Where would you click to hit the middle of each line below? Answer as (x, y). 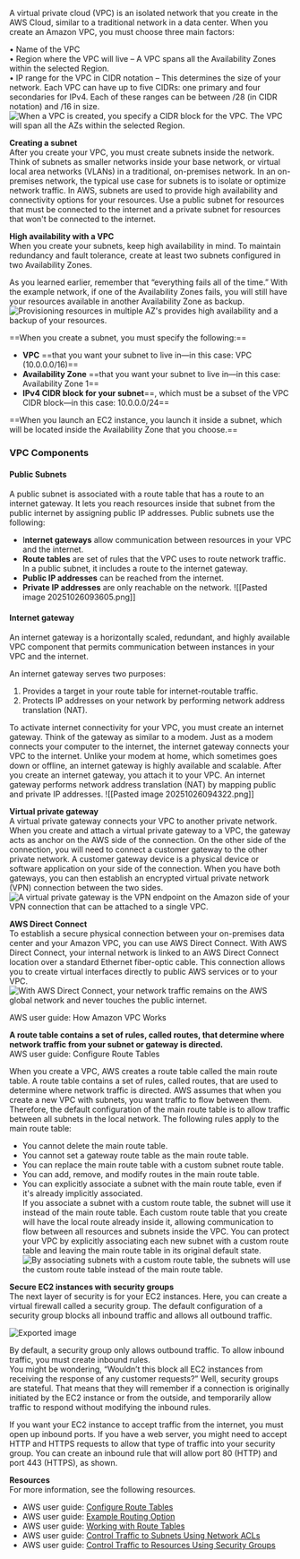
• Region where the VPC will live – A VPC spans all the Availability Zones (142, 59)
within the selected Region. (60, 68)
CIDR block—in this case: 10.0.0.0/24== (96, 403)
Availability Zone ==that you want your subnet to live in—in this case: (151, 374)
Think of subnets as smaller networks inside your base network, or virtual (145, 162)
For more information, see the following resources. (103, 1490)
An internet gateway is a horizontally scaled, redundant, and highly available (150, 637)
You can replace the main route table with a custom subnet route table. (153, 1165)
